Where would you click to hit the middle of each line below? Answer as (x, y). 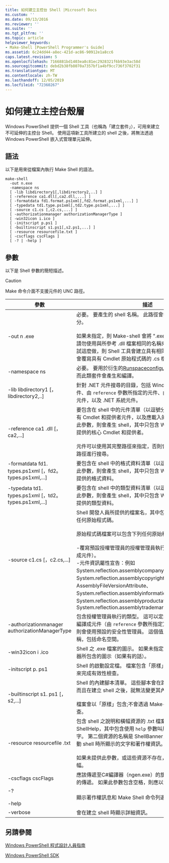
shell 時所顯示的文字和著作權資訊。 (124, 744)
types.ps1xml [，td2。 (34, 496)
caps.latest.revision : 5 (31, 57)
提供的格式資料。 (97, 479)
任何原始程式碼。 (97, 520)
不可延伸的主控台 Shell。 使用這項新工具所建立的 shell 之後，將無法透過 (79, 133)
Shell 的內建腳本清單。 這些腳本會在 (119, 683)
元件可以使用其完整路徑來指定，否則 (119, 446)
